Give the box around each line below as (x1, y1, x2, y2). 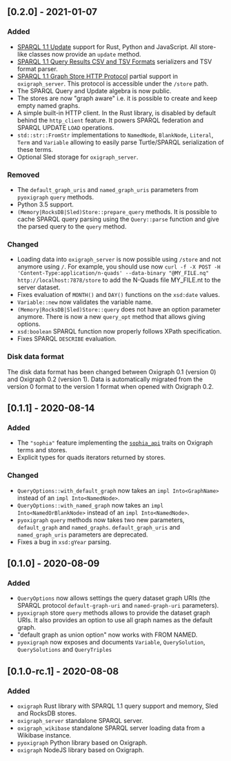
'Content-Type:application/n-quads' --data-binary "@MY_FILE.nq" (17, 270, 209, 277)
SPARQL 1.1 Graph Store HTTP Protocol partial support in (17, 72, 178, 80)
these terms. (17, 145, 54, 153)
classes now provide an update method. (28, 50, 141, 58)
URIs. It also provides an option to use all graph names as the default (17, 616, 213, 624)
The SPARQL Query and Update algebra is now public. (17, 86, 172, 95)
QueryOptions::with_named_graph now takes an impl (17, 501, 164, 509)
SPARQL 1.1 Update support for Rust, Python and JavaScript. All (17, 42, 198, 51)
